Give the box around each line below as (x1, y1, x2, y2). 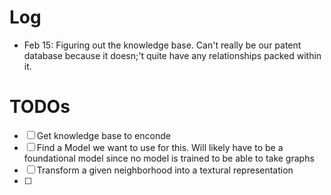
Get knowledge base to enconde (36, 129, 171, 141)
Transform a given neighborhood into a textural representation (36, 164, 294, 176)
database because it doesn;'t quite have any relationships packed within (23, 49, 322, 61)
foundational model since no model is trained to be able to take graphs (23, 152, 315, 164)
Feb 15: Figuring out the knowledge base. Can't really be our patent (23, 39, 302, 51)
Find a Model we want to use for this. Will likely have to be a (36, 141, 284, 153)
